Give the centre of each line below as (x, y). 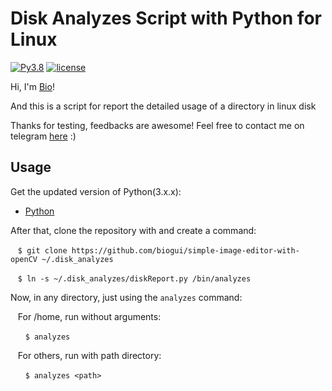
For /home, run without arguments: (89, 316)
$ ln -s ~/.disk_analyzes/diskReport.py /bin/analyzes (134, 278)
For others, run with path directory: (89, 355)
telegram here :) (43, 136)
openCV (24, 259)
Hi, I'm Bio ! (32, 86)
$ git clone (42, 250)
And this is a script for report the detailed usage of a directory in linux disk (163, 106)
